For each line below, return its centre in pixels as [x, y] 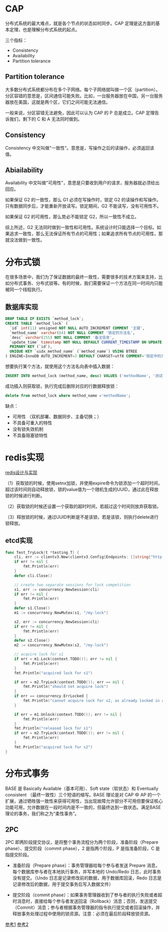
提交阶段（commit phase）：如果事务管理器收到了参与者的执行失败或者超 [87, 895]
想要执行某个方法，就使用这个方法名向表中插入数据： [60, 366]
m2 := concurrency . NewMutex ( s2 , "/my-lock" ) [61, 645]
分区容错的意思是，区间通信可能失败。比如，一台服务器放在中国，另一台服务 [84, 95]
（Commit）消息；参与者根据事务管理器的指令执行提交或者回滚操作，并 [86, 907]
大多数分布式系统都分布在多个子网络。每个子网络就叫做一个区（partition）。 [83, 89]
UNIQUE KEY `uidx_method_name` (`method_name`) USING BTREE [73, 352]
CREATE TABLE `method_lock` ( [37, 323]
